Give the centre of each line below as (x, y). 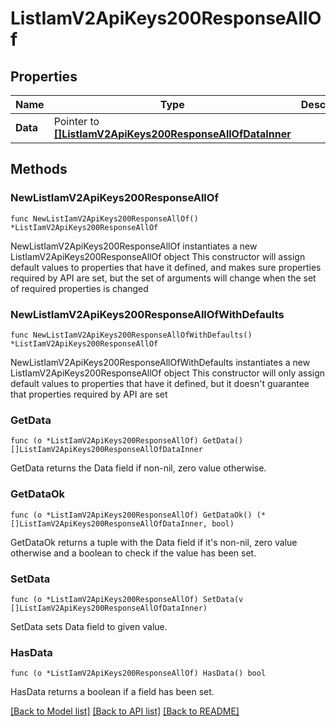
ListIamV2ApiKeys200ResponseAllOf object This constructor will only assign (168, 373)
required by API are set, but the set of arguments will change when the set (163, 278)
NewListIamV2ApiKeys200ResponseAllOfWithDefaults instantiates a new (160, 362)
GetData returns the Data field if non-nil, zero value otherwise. (138, 468)
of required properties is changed (79, 288)
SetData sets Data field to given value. (89, 626)
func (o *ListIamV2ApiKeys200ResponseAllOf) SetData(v (127, 599)
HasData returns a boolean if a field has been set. (112, 692)
